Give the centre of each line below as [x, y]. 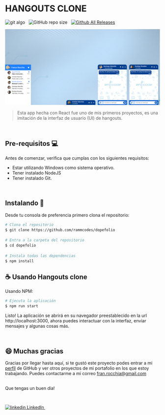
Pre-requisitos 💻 [32, 144]
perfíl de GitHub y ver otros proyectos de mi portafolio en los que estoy [77, 368]
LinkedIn [35, 408]
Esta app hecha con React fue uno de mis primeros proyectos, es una [87, 113]
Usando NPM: [19, 291]
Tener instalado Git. [32, 178]
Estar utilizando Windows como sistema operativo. [63, 168]
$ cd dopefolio [21, 245]
